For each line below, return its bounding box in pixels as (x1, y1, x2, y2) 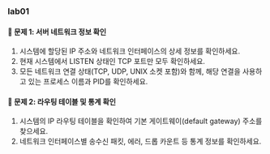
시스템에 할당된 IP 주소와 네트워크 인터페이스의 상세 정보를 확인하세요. (19, 46, 241, 56)
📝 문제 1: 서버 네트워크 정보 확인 (7, 27, 107, 36)
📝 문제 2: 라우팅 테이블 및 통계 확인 (7, 96, 117, 106)
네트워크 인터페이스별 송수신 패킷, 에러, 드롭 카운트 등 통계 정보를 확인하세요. (19, 136, 262, 147)
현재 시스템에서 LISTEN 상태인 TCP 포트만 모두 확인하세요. (19, 57, 206, 66)
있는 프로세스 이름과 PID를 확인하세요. (28, 77, 148, 87)
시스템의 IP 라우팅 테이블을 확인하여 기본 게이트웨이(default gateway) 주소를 (19, 116, 263, 126)
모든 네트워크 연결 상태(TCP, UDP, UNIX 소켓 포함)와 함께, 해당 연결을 (19, 66, 241, 76)
